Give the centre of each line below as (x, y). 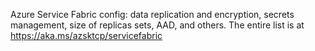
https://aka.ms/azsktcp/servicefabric (86, 35)
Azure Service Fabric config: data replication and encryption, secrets (152, 14)
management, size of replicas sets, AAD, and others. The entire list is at (157, 25)
